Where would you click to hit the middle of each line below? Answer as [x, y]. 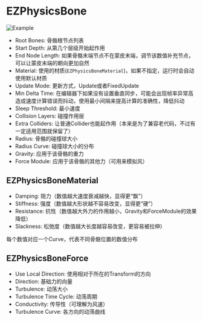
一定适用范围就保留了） [44, 131]
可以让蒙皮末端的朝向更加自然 [52, 63]
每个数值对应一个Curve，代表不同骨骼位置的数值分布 [72, 239]
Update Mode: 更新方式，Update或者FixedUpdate [77, 85]
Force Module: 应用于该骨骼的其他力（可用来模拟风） [81, 161]
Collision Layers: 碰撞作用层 [50, 115]
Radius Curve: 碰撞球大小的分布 [54, 146]
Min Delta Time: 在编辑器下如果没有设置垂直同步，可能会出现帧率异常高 [104, 93]
